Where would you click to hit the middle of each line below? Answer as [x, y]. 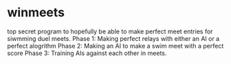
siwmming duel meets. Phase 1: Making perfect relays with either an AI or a [113, 38]
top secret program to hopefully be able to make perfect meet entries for [110, 31]
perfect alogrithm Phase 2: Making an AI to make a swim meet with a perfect [115, 46]
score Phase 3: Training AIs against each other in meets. [87, 53]
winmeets [36, 13]
